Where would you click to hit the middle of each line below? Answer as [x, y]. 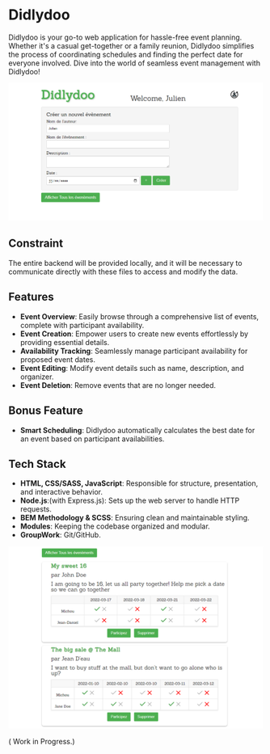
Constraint [36, 244]
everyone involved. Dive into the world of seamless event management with [135, 63]
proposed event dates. [57, 359]
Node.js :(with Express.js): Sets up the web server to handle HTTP [130, 501]
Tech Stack [37, 463]
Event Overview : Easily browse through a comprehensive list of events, [139, 316]
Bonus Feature [46, 411]
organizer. [37, 377]
